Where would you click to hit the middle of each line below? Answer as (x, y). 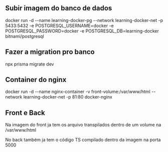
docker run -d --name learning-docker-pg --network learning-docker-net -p (84, 20)
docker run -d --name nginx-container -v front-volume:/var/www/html (78, 91)
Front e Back (25, 113)
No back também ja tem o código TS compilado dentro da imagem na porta (83, 140)
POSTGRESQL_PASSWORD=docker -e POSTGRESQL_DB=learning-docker (82, 31)
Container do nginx (36, 80)
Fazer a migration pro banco (50, 52)
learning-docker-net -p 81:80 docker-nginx (68, 97)
